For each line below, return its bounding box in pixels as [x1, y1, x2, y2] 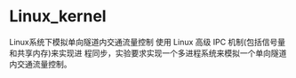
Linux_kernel [9, 6, 107, 27]
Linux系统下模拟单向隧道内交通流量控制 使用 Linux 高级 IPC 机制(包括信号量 [9, 36, 286, 47]
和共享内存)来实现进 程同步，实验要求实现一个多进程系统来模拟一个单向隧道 [9, 47, 287, 58]
